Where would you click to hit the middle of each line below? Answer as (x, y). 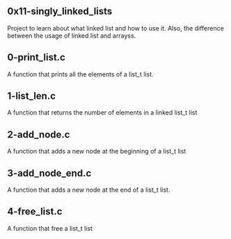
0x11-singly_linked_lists (60, 11)
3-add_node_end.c (49, 173)
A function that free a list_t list (50, 228)
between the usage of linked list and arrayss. (72, 35)
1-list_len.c (32, 96)
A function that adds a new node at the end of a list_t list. (89, 190)
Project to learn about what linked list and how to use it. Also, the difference (115, 28)
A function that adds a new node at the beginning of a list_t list (97, 151)
